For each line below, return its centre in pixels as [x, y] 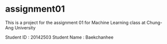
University [25, 27]
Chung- [154, 22]
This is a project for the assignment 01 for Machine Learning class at [75, 22]
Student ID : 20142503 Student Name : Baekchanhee [59, 37]
